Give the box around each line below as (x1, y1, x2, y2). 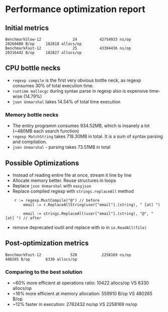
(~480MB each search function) (12, 128, 79, 134)
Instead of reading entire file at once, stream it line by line (12, 172, 132, 178)
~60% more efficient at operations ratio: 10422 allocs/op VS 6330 (12, 280, 149, 286)
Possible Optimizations (5, 159, 79, 167)
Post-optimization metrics (5, 239, 89, 247)
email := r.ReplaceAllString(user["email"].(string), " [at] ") (23, 202, 160, 207)
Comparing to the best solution (5, 268, 83, 275)
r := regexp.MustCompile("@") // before (14, 198, 100, 203)
